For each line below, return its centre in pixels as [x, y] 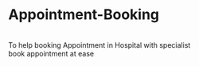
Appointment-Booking [84, 15]
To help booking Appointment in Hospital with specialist [99, 45]
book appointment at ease [51, 53]
